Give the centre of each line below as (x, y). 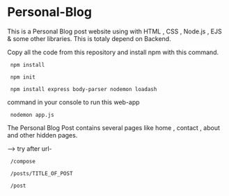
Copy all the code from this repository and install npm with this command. (113, 52)
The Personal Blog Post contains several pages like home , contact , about (114, 128)
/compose (23, 161)
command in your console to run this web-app (74, 102)
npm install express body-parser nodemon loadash (84, 89)
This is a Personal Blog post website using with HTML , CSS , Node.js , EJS (114, 31)
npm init (23, 77)
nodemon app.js (32, 115)
